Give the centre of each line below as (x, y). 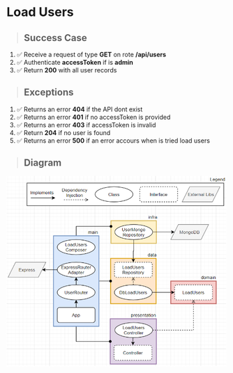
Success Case (55, 38)
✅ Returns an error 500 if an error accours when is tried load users (113, 141)
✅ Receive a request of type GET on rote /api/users (91, 54)
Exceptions (48, 92)
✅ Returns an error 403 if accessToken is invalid (86, 125)
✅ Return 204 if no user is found (63, 132)
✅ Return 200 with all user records (67, 70)
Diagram (43, 163)
